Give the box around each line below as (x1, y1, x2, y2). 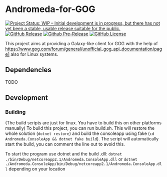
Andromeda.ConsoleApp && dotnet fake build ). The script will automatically (5, 136, 159, 142)
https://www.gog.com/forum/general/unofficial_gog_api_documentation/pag (5, 46, 162, 52)
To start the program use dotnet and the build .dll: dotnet (5, 151, 122, 157)
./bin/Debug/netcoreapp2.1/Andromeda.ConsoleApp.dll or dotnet (5, 156, 137, 162)
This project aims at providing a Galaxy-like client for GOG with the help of (5, 40, 158, 46)
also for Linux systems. (10, 51, 58, 57)
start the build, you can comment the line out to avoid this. (5, 141, 125, 147)
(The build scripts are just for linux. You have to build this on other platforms (5, 120, 161, 126)
